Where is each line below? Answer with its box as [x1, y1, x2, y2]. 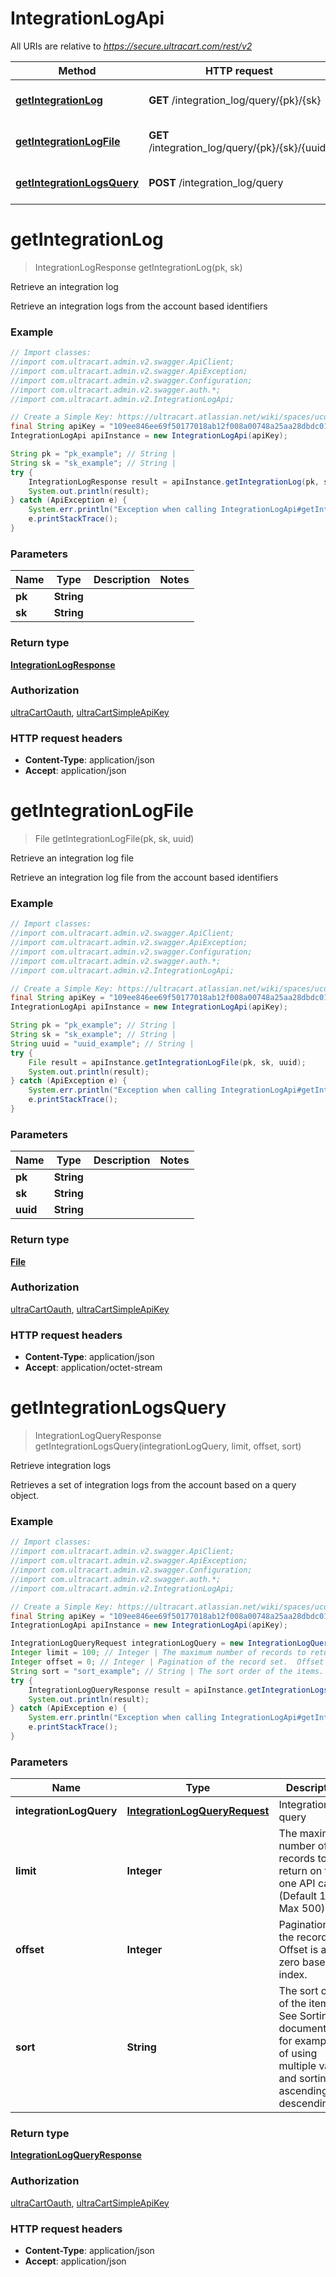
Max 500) [278, 1902, 326, 1916]
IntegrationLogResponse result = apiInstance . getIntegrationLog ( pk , [28, 477, 320, 487]
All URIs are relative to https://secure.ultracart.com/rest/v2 [10, 40, 253, 52]
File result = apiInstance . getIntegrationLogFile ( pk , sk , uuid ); [28, 1057, 307, 1067]
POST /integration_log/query [148, 175, 284, 189]
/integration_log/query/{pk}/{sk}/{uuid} [148, 140, 330, 154]
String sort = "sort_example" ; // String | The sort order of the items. [10, 1666, 325, 1676]
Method [58, 63, 97, 77]
